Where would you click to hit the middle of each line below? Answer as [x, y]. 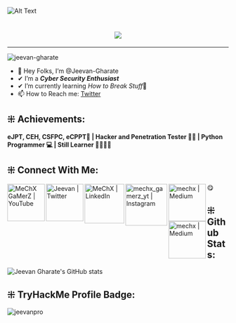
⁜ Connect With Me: [53, 170]
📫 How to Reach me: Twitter [59, 93]
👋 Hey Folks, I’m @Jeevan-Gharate [68, 71]
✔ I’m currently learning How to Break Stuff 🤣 [82, 86]
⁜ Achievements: [46, 119]
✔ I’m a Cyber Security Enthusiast [68, 78]
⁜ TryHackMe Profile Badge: [71, 295]
